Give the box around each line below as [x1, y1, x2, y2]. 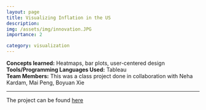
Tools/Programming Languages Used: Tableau [6, 66, 127, 73]
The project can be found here [6, 97, 84, 104]
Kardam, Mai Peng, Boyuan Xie [6, 79, 85, 86]
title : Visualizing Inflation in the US [6, 15, 112, 21]
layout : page [6, 9, 40, 15]
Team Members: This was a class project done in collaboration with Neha [6, 73, 193, 79]
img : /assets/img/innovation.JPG [6, 26, 92, 32]
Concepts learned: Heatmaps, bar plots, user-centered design [6, 59, 166, 67]
